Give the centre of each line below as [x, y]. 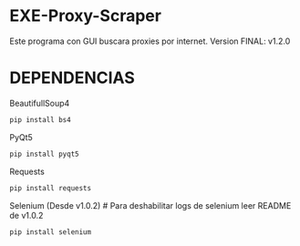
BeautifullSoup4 [40, 103]
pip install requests [51, 188]
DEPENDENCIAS [72, 78]
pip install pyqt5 [44, 154]
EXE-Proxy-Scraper [86, 16]
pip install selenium [51, 232]
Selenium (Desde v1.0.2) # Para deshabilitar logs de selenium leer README [150, 205]
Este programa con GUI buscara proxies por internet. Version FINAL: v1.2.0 [150, 41]
